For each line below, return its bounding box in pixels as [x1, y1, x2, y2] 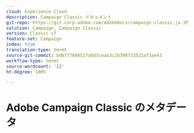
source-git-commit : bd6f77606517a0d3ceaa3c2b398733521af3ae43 [6, 52, 162, 58]
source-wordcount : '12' [6, 63, 65, 69]
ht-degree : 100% [6, 69, 46, 75]
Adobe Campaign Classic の [6, 101, 146, 115]
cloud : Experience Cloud [6, 8, 67, 15]
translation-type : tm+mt [6, 47, 67, 53]
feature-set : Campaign [6, 36, 62, 42]
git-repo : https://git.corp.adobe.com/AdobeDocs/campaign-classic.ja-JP [6, 19, 189, 25]
